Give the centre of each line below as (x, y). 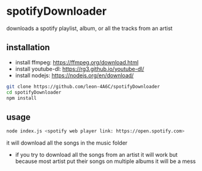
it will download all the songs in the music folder (67, 143)
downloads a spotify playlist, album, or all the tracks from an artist (89, 28)
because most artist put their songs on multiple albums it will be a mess (105, 161)
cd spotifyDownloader (34, 92)
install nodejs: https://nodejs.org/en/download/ (74, 75)
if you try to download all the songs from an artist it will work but (96, 155)
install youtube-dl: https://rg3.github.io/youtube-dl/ (80, 69)
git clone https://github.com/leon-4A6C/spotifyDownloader (83, 86)
